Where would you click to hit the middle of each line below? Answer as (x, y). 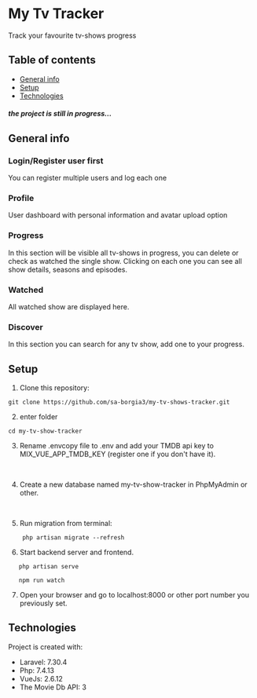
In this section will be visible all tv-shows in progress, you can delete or (123, 253)
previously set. (44, 603)
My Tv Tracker (56, 14)
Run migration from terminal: (66, 524)
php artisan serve (49, 567)
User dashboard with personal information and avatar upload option (118, 215)
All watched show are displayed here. (69, 306)
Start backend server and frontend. (77, 552)
